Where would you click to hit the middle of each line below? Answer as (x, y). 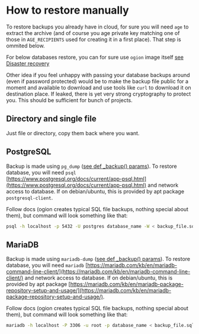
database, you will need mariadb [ (47, 265)
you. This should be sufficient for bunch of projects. (70, 100)
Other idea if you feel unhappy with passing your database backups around (98, 75)
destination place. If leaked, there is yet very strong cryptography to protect (99, 94)
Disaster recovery (28, 63)
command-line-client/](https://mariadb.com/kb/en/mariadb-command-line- (98, 272)
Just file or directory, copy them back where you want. (73, 133)
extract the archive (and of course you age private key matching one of (93, 33)
